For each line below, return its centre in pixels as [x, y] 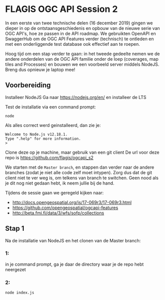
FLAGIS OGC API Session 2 [62, 9]
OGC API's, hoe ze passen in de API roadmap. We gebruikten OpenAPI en [81, 33]
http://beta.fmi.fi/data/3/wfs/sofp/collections [58, 213]
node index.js [20, 293]
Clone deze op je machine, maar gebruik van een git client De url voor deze [82, 152]
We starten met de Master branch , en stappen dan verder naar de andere [80, 167]
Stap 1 [15, 229]
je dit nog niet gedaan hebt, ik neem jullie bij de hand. [60, 183]
